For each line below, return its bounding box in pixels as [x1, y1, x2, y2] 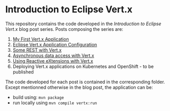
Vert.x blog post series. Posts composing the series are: [5, 26, 123, 32]
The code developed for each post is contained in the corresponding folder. [5, 79, 165, 85]
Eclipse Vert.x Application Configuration [12, 41, 97, 47]
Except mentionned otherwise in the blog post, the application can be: [5, 84, 154, 90]
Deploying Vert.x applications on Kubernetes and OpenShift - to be [12, 63, 154, 69]
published [12, 68, 34, 75]
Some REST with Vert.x [12, 47, 62, 53]
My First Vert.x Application [12, 36, 69, 42]
